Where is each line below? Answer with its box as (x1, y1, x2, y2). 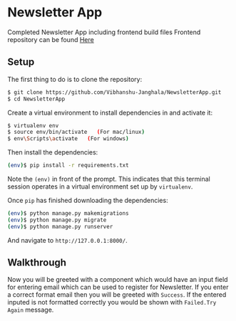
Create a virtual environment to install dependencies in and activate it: (7, 108, 212, 117)
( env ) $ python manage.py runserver (7, 223, 113, 230)
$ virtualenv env (7, 122, 59, 129)
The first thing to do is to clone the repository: (7, 75, 143, 83)
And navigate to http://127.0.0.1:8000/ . (7, 236, 128, 244)
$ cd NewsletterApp (7, 95, 66, 102)
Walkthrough (7, 257, 66, 269)
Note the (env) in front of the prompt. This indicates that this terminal (7, 175, 210, 183)
